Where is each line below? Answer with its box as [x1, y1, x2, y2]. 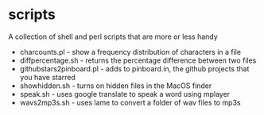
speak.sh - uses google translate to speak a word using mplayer [19, 89, 231, 98]
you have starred [19, 72, 76, 82]
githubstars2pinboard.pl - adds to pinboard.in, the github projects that [19, 63, 250, 73]
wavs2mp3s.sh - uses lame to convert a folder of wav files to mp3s [19, 98, 241, 107]
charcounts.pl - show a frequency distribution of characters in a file [19, 47, 241, 56]
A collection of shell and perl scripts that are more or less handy [8, 32, 219, 41]
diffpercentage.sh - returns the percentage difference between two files [19, 56, 257, 65]
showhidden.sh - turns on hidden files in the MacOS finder [19, 81, 212, 90]
